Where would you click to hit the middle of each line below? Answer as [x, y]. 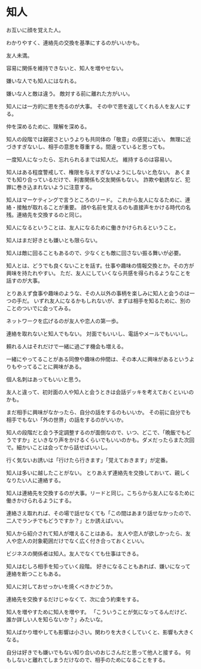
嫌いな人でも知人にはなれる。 [43, 81]
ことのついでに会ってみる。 [40, 308]
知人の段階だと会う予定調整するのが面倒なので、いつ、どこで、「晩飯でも [96, 432]
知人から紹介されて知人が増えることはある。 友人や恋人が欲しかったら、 [96, 533]
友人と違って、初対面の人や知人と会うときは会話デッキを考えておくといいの [100, 392]
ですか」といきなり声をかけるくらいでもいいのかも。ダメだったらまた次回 [103, 440]
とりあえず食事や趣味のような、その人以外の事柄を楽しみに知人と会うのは [98, 293]
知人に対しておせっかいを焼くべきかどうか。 [61, 586]
